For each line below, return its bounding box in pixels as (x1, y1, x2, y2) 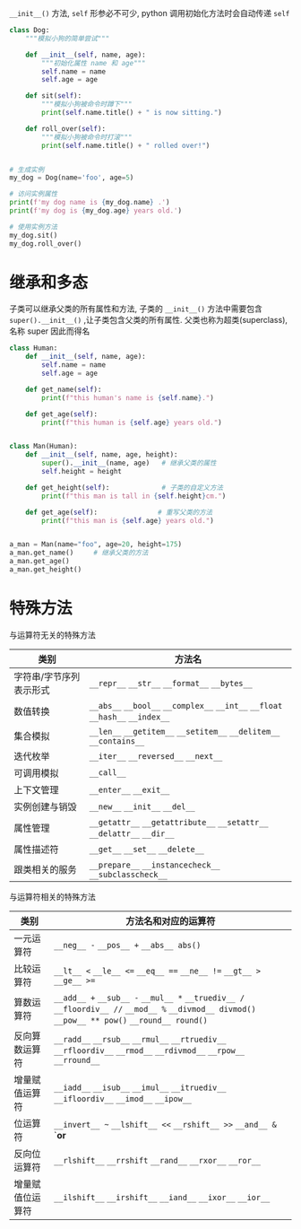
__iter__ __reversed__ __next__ (89, 751, 223, 761)
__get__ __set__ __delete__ (89, 844, 204, 854)
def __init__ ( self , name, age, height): (25, 450, 178, 459)
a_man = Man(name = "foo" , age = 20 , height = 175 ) (9, 540, 182, 549)
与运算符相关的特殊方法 (9, 891, 96, 902)
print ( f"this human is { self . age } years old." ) (41, 418, 222, 427)
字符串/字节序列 (13, 670, 81, 683)
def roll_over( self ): (25, 124, 106, 133)
